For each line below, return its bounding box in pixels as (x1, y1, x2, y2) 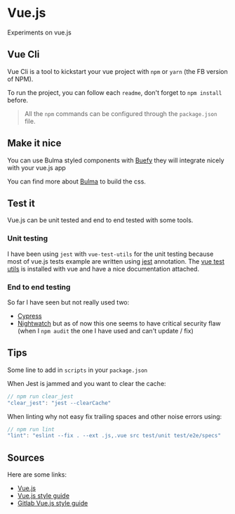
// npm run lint (7, 425, 55, 433)
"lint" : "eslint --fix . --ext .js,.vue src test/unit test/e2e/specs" (7, 432, 221, 439)
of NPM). (7, 75, 34, 83)
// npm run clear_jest (7, 392, 74, 400)
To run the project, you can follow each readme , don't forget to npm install (7, 88, 222, 96)
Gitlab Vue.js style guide (17, 499, 88, 508)
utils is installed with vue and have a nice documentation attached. (7, 264, 200, 273)
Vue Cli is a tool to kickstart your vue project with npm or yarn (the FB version (7, 67, 228, 75)
